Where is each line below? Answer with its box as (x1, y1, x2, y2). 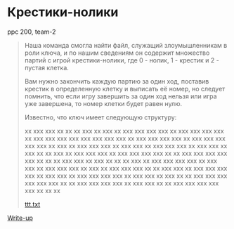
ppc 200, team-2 (7, 27, 56, 36)
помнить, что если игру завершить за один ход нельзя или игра (24, 92, 217, 100)
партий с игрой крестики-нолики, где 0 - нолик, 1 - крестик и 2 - (24, 55, 219, 64)
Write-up (7, 214, 34, 222)
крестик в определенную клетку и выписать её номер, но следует (24, 84, 226, 93)
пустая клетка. (24, 63, 69, 72)
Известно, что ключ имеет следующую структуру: (24, 113, 177, 122)
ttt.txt (24, 199, 41, 208)
